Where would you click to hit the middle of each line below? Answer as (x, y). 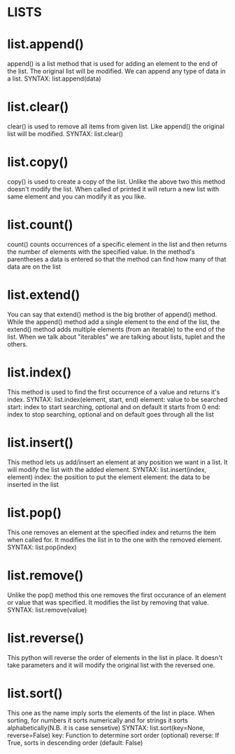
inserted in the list (33, 484)
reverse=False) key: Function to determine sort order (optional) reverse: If (113, 735)
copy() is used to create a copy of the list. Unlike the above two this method (116, 182)
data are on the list (34, 267)
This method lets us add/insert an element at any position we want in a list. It (117, 462)
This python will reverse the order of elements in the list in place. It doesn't (115, 657)
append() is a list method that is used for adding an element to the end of (113, 64)
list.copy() (38, 162)
